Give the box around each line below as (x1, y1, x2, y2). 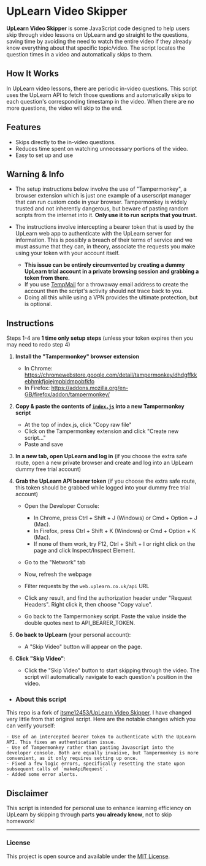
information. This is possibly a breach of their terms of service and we (15, 236, 193, 243)
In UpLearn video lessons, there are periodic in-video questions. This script (6, 85, 197, 92)
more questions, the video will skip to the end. (6, 104, 123, 112)
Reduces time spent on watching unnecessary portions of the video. (15, 145, 188, 152)
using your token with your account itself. (15, 250, 120, 257)
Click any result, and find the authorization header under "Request (24, 594, 192, 602)
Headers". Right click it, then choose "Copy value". (24, 601, 153, 608)
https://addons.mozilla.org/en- (51, 385, 129, 392)
